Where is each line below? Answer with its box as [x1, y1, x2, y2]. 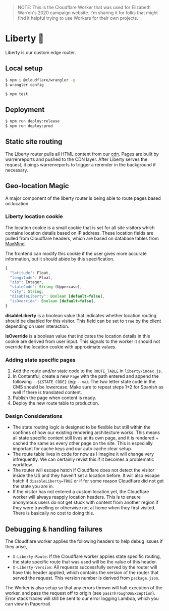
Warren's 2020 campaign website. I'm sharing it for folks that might [17, 10, 158, 16]
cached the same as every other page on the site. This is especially [12, 440, 153, 447]
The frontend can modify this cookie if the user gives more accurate [5, 250, 147, 256]
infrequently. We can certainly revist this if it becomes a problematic [12, 456, 154, 462]
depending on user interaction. [5, 323, 70, 329]
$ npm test [5, 91, 28, 97]
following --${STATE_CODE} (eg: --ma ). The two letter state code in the [12, 379, 156, 385]
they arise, [5, 544, 27, 550]
